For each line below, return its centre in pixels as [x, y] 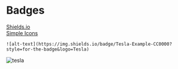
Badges [25, 10]
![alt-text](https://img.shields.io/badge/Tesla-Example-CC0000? [89, 44]
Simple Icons [22, 33]
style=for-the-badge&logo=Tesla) [48, 49]
